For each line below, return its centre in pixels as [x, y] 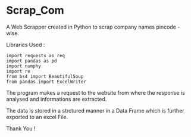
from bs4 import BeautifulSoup [45, 76]
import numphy [24, 66]
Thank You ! [21, 128]
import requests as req [36, 55]
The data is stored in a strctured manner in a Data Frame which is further [95, 110]
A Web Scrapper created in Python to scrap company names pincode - [93, 27]
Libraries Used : [26, 45]
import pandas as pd [32, 61]
